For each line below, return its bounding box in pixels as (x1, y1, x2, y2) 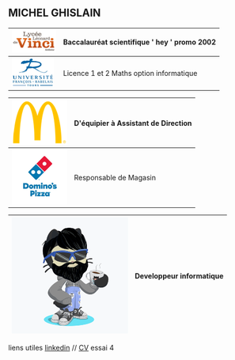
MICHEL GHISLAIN (8, 6, 101, 20)
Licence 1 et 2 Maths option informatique (63, 68, 198, 78)
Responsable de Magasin (74, 172, 157, 182)
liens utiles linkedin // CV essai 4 (8, 343, 115, 353)
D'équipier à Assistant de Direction (74, 118, 192, 127)
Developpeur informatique (135, 271, 224, 281)
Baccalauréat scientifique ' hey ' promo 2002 (63, 37, 216, 47)
